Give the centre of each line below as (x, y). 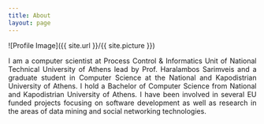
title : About (30, 15)
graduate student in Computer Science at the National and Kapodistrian (132, 77)
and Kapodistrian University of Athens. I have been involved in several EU (132, 94)
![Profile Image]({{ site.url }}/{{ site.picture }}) (82, 45)
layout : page (30, 23)
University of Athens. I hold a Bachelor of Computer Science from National (132, 86)
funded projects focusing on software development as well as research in (132, 103)
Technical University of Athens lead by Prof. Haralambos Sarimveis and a (132, 69)
